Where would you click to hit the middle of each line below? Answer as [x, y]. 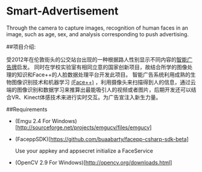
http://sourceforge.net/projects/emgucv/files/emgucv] [84, 127]
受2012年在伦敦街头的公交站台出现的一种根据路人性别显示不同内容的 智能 [97, 59]
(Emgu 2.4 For [33, 121]
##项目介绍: [21, 46]
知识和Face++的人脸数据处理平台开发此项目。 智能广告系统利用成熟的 [104, 74]
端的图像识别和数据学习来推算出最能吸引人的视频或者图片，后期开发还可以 [99, 89]
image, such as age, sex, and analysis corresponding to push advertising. [97, 34]
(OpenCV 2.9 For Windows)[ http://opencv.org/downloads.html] [93, 162]
